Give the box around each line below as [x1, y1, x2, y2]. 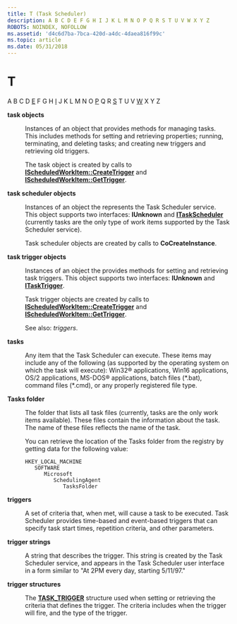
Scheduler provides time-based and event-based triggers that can [25, 516, 218, 524]
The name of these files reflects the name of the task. [25, 423, 181, 431]
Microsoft [43, 470, 73, 477]
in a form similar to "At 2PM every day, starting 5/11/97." [25, 566, 186, 575]
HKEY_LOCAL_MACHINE [25, 458, 83, 465]
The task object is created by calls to [25, 160, 133, 169]
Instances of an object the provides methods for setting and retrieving [25, 266, 229, 275]
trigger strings [7, 537, 51, 546]
